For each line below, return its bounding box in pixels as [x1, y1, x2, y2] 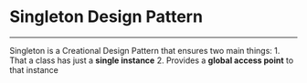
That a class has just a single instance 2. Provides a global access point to [9, 55, 294, 66]
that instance [9, 64, 59, 75]
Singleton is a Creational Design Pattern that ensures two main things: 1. [9, 45, 281, 56]
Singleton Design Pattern [9, 6, 204, 27]
